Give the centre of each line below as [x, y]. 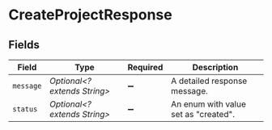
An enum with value [209, 104]
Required [145, 67]
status [25, 109]
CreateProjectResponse [90, 15]
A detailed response [209, 81]
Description [215, 67]
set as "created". [203, 114]
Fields [24, 45]
